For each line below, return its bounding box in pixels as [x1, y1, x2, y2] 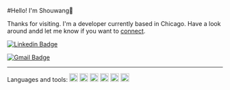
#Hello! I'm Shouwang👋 [7, 7, 74, 14]
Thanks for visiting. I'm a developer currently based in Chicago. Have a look [7, 20, 221, 27]
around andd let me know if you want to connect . [7, 27, 146, 35]
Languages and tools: [7, 76, 68, 83]
